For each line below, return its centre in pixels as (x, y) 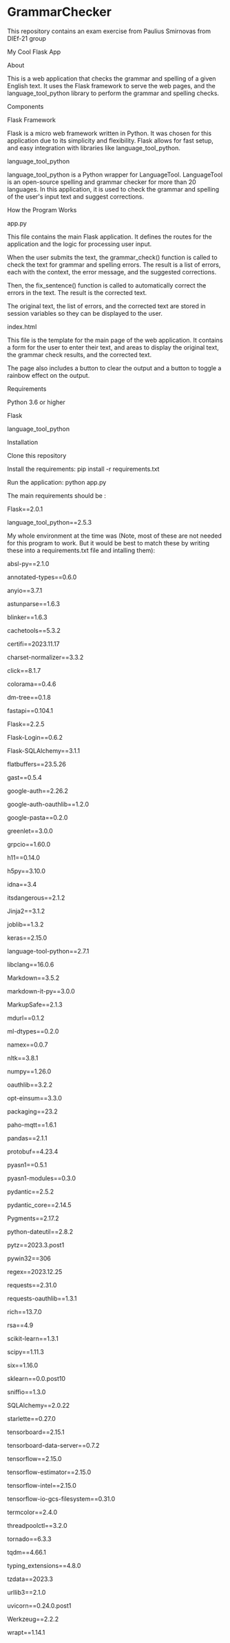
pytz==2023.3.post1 (36, 1244)
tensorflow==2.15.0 (34, 1458)
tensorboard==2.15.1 (36, 1432)
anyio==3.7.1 (25, 590)
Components (25, 106)
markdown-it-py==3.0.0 (41, 991)
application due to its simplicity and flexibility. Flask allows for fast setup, (110, 140)
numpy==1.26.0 (29, 1071)
